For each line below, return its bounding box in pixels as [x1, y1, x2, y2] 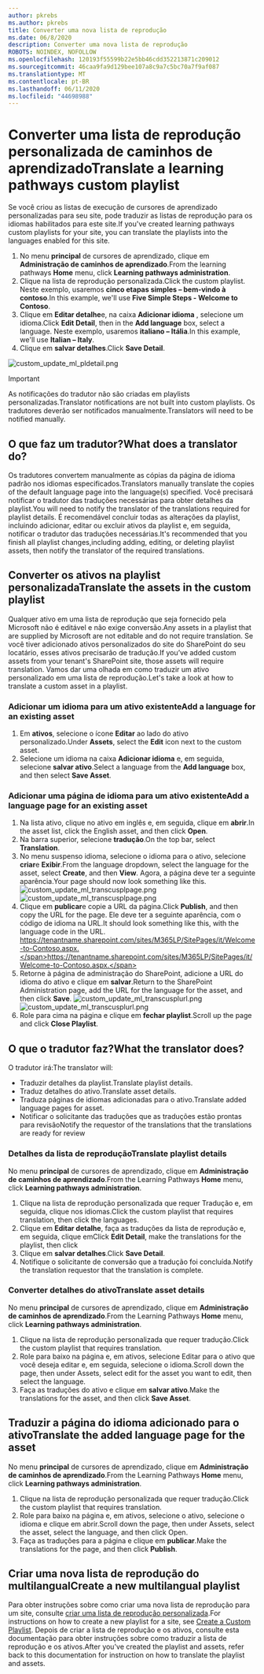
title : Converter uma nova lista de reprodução [8, 26, 167, 34]
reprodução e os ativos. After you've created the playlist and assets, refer [8, 1642, 244, 1652]
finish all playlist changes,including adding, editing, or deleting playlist [8, 538, 235, 546]
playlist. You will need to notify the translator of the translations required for [8, 504, 251, 513]
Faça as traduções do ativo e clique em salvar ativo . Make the [19, 1385, 220, 1394]
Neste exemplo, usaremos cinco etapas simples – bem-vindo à [19, 285, 226, 294]
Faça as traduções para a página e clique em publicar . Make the [19, 1535, 227, 1545]
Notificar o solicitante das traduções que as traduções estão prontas [19, 1112, 242, 1121]
